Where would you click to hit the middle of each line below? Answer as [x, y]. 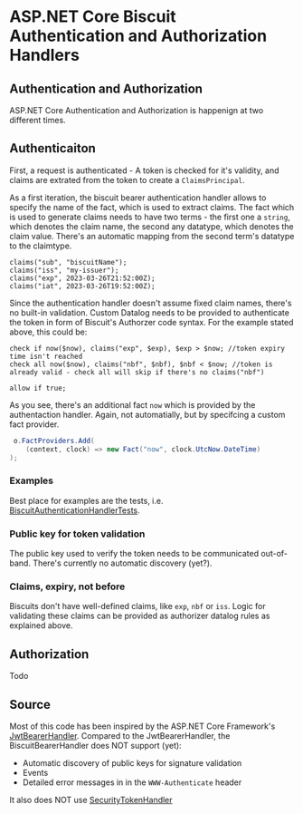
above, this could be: [48, 332]
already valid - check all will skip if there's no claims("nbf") [137, 372]
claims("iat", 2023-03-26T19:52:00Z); [82, 286]
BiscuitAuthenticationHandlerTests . [75, 510]
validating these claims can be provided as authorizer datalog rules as [140, 616]
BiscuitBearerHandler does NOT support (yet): [96, 745]
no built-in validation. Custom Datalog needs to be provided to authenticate [149, 312]
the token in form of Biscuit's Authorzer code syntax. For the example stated [151, 322]
